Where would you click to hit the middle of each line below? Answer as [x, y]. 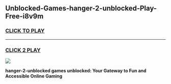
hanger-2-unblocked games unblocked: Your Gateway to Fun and [76, 70]
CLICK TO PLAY [25, 31]
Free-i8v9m [24, 17]
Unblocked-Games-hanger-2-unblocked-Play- [81, 8]
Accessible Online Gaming [34, 76]
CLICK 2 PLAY [23, 50]
